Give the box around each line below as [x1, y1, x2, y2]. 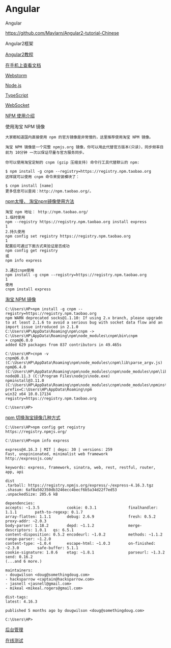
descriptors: [5, 527, 33, 533]
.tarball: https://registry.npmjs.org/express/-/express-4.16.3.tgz [5, 482, 154, 488]
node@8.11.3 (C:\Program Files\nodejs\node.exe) [5, 374, 110, 379]
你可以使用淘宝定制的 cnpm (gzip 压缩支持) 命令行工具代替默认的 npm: [5, 159, 140, 165]
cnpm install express [5, 287, 51, 292]
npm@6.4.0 [5, 364, 26, 369]
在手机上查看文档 [5, 62, 41, 68]
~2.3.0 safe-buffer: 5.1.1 [5, 545, 79, 550]
